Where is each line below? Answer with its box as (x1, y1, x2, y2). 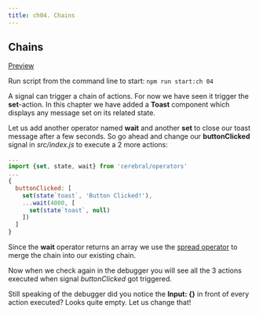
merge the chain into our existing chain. (8, 251, 137, 260)
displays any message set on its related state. (8, 108, 155, 118)
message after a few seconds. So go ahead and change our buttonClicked (8, 132, 250, 141)
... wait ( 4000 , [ (22, 199, 76, 207)
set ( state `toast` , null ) (28, 206, 111, 214)
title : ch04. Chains (8, 11, 76, 20)
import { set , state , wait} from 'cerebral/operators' (8, 162, 188, 171)
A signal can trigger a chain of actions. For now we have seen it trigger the (8, 92, 250, 101)
